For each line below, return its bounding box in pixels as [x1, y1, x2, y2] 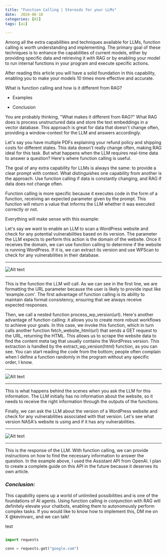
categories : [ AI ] [5, 16, 41, 21]
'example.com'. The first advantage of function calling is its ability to [5, 291, 145, 297]
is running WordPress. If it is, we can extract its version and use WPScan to [5, 247, 159, 253]
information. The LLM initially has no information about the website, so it [5, 393, 153, 399]
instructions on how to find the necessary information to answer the [5, 453, 144, 459]
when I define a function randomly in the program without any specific [5, 354, 149, 360]
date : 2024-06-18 [5, 12, 43, 17]
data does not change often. [5, 181, 63, 187]
